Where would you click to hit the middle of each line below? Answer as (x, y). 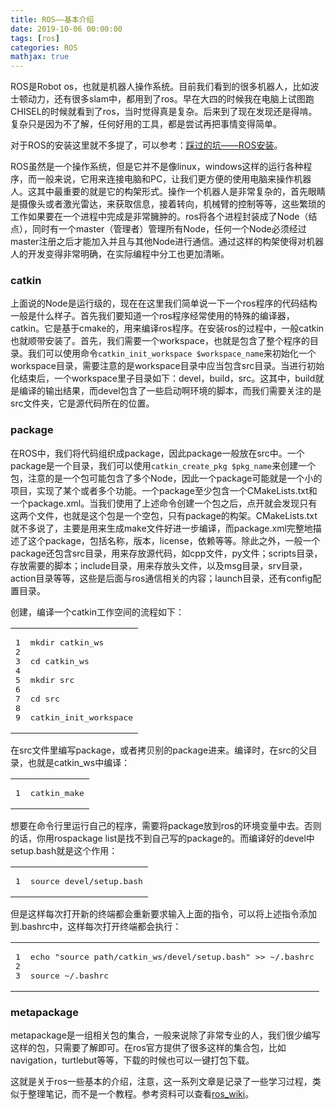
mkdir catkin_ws (67, 642)
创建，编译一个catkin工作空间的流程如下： (97, 612)
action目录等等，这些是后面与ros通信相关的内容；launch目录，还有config (161, 578)
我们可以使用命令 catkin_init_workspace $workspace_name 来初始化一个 (172, 353)
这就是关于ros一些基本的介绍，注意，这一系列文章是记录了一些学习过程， (161, 1082)
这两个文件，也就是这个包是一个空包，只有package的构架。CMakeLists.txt (164, 515)
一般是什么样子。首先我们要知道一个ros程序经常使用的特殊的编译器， (152, 316)
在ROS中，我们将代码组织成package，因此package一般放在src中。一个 (157, 453)
